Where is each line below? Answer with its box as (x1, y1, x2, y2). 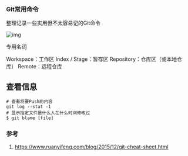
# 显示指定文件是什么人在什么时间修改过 (6, 110, 90, 116)
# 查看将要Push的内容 (6, 99, 53, 105)
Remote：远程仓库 (17, 63, 63, 70)
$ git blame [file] (6, 115, 54, 121)
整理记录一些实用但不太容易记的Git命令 (6, 19, 101, 27)
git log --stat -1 (6, 104, 51, 110)
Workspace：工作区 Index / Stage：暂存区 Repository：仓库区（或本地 (6, 56, 177, 63)
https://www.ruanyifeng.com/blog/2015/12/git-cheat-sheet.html (14, 143, 169, 150)
